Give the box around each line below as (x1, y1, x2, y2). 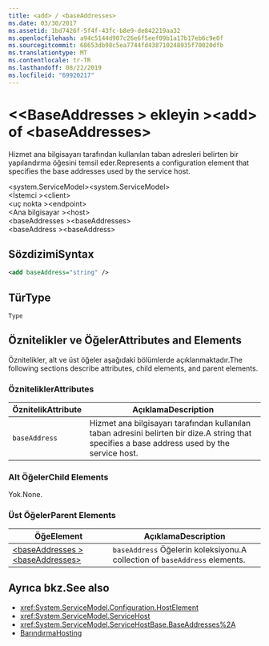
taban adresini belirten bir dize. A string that (89, 427, 252, 439)
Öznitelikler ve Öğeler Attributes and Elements (8, 334, 242, 347)
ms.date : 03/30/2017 (8, 19, 78, 27)
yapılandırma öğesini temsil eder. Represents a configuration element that (8, 158, 250, 167)
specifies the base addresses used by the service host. (8, 166, 191, 176)
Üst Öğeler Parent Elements (8, 510, 116, 521)
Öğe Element (34, 530, 83, 541)
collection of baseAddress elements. (112, 554, 246, 565)
